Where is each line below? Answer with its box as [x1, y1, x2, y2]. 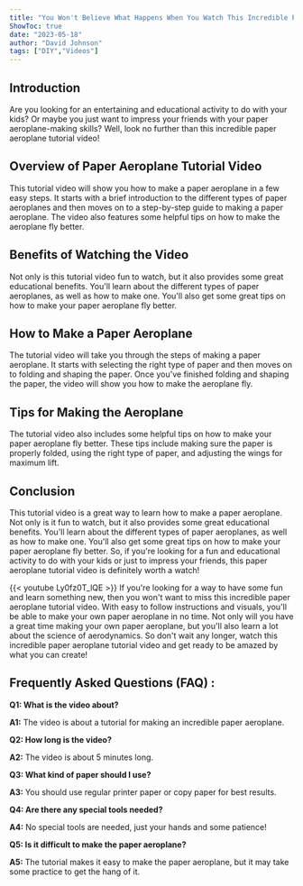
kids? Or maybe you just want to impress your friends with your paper [9, 114, 269, 124]
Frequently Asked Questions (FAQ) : [9, 675, 216, 690]
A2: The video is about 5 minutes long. [9, 752, 154, 763]
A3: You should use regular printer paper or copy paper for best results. [9, 786, 277, 798]
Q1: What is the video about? [9, 699, 119, 710]
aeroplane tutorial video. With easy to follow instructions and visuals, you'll [9, 601, 287, 612]
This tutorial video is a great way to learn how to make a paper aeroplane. [9, 507, 283, 518]
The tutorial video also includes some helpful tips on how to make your [9, 429, 272, 440]
